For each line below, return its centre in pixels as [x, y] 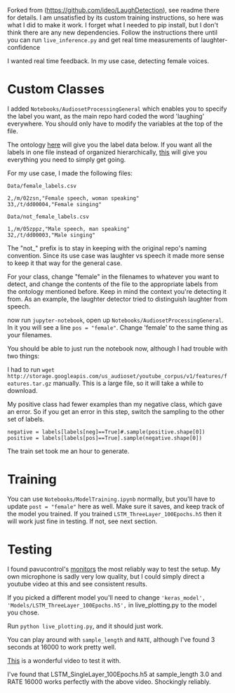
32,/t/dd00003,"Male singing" [52, 235]
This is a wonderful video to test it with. [64, 660]
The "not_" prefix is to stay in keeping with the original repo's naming [107, 248]
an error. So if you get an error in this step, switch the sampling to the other [116, 411]
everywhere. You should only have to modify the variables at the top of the [115, 123]
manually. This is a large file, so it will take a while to [128, 383]
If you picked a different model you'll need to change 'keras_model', [106, 597]
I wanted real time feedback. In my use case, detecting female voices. [108, 61]
